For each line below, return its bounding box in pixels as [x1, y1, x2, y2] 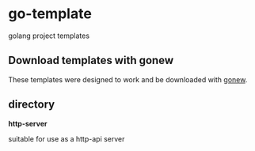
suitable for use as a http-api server [8, 134, 125, 143]
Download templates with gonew [8, 54, 174, 67]
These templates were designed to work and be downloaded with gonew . [8, 74, 248, 84]
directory [8, 98, 55, 111]
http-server [8, 119, 48, 128]
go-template [8, 5, 93, 23]
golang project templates [8, 31, 89, 40]
